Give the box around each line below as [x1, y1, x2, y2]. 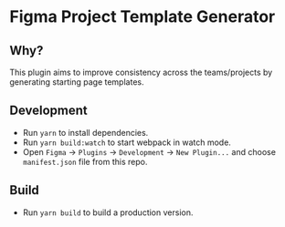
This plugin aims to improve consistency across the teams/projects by [9, 67, 273, 77]
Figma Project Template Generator [9, 6, 276, 27]
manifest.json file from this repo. [22, 156, 148, 167]
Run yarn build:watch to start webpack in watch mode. [22, 137, 231, 148]
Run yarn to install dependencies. [22, 127, 149, 138]
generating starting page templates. [9, 77, 144, 88]
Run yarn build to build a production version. [22, 207, 194, 218]
